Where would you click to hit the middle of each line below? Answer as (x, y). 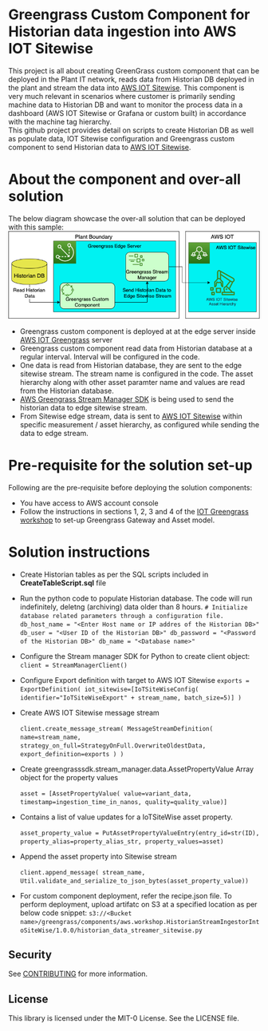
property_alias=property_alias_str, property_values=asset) (122, 841)
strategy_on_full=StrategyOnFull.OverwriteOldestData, (113, 745)
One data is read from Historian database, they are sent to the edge (131, 365)
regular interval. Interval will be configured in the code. (110, 356)
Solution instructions (79, 552)
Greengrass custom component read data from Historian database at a (136, 348)
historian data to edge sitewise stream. (83, 407)
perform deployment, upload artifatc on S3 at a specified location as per (138, 904)
